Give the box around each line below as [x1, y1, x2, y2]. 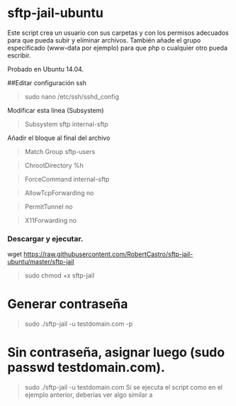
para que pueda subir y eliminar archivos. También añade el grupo [7, 35, 201, 44]
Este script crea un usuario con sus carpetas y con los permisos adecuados [7, 28, 229, 37]
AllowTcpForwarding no [24, 188, 94, 197]
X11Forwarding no [24, 216, 77, 224]
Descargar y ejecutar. [7, 234, 84, 243]
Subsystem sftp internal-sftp [24, 119, 108, 128]
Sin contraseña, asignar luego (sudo [7, 344, 225, 361]
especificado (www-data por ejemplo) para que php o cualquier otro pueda [7, 43, 228, 52]
